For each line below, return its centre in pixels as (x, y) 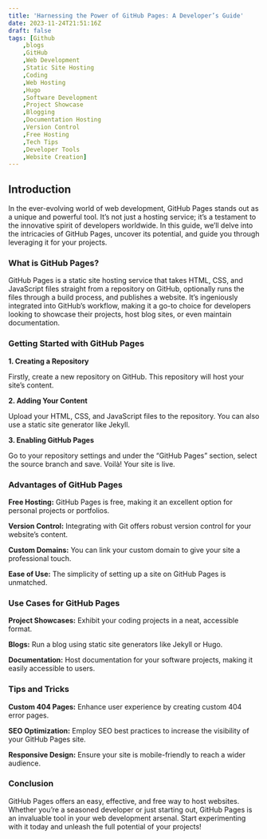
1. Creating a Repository (49, 361)
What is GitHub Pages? (54, 263)
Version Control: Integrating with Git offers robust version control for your (130, 526)
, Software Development (60, 97)
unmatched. (28, 582)
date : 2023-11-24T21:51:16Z (55, 23)
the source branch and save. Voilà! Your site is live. (92, 463)
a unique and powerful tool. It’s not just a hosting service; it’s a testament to (132, 217)
